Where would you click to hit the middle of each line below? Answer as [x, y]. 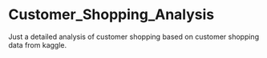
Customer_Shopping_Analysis [111, 15]
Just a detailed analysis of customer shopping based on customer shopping [133, 37]
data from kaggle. [37, 44]
